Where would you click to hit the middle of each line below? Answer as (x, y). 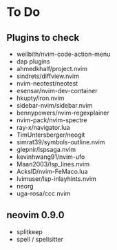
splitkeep (29, 231)
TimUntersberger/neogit (51, 135)
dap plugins (33, 61)
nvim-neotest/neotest (47, 83)
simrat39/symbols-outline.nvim (61, 142)
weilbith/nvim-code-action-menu (63, 54)
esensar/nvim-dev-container (57, 91)
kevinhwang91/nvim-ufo (51, 157)
